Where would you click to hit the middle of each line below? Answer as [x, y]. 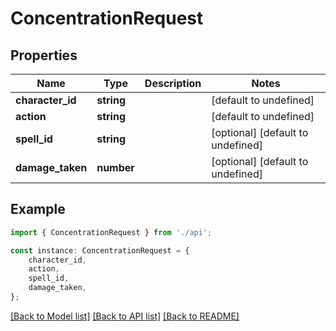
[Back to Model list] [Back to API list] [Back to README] [125, 316]
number [115, 167]
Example [38, 209]
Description [173, 83]
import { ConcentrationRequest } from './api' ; [111, 232]
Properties [44, 55]
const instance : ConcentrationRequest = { [100, 250]
